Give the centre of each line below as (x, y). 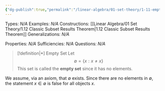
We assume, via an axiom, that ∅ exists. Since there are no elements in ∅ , (79, 78)
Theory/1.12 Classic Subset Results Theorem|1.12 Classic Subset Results (78, 29)
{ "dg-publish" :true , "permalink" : (39, 10)
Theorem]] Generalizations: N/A (37, 34)
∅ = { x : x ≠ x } (89, 61)
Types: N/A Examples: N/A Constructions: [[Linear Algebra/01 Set (71, 24)
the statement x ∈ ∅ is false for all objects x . (50, 83)
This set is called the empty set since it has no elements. (75, 68)
